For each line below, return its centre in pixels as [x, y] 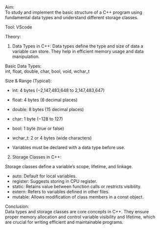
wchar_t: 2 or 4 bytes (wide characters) [52, 138]
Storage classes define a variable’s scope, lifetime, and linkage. [69, 166]
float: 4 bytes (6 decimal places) [45, 100]
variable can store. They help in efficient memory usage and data [78, 51]
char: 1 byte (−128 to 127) [37, 119]
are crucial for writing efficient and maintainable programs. [64, 222]
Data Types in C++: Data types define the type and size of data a [78, 46]
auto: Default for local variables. [44, 176]
